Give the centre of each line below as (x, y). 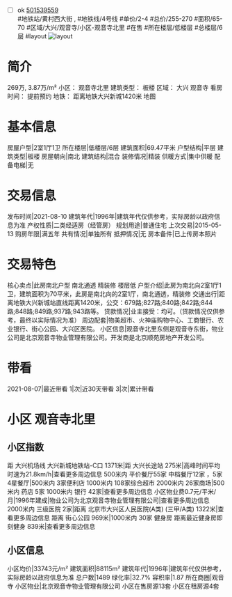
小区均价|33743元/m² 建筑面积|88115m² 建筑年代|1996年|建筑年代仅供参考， (116, 568)
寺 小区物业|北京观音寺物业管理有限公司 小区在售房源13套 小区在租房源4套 (113, 586)
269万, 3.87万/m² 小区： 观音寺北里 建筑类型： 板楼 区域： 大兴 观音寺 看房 (115, 87)
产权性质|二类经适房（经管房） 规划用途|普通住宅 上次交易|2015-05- (124, 225)
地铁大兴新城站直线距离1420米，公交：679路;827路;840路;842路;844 (113, 302)
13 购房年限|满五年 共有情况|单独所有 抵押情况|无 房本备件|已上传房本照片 (112, 233)
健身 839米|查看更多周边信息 (54, 526)
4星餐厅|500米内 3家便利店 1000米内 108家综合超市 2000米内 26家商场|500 (116, 483)
